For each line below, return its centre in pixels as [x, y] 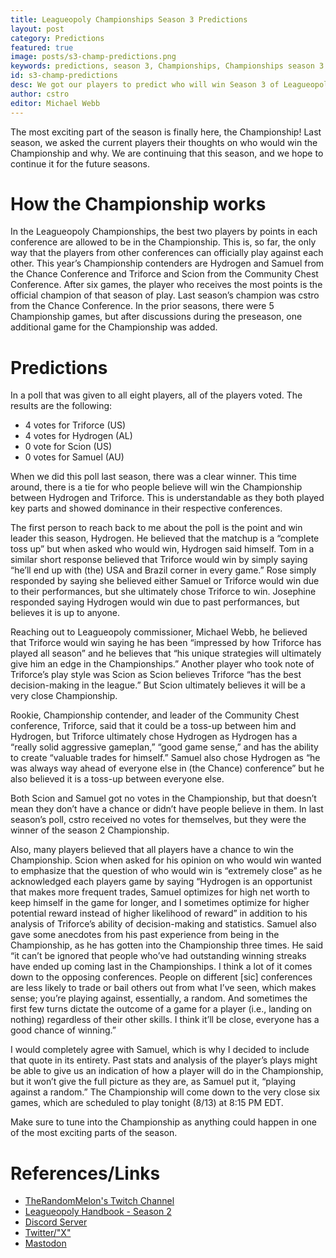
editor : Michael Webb [55, 103]
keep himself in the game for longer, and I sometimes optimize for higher [160, 903]
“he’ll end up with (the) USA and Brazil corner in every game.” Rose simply [163, 570]
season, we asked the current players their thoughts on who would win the [164, 142]
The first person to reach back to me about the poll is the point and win [156, 528]
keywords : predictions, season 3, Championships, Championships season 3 [167, 66]
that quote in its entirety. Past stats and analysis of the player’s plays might [164, 1060]
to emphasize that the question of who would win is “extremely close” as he [166, 871]
